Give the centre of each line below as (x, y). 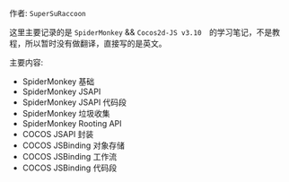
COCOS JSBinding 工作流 (70, 156)
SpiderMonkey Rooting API (72, 123)
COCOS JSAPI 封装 (58, 134)
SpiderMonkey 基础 (58, 82)
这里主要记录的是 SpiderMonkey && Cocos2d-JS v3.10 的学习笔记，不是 (141, 32)
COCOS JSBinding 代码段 (70, 168)
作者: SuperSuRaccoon (48, 13)
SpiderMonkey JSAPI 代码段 (74, 102)
